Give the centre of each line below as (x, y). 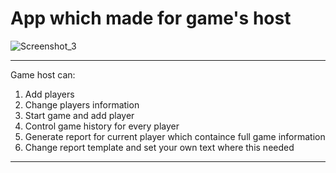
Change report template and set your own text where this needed (159, 147)
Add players (49, 94)
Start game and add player (79, 115)
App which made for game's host (151, 18)
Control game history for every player (102, 126)
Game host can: (43, 74)
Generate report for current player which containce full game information (175, 136)
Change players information (82, 104)
